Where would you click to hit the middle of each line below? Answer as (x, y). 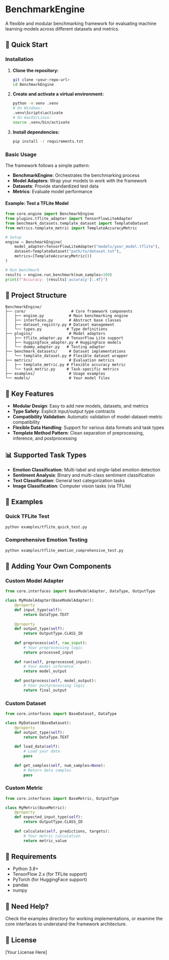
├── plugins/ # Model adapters (55, 334)
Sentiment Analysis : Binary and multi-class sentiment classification (84, 475)
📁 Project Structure (36, 295)
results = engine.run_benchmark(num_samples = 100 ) (59, 275)
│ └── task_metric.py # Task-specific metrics (62, 369)
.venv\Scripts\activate (38, 113)
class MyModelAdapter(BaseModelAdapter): (50, 601)
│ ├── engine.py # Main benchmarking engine (67, 316)
